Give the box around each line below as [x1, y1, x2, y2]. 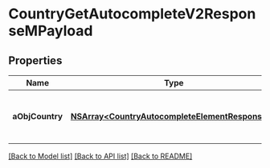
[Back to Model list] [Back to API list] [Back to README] [8, 151, 193, 161]
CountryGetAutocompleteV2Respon [8, 5, 256, 23]
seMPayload [8, 22, 93, 40]
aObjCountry [12, 111, 63, 122]
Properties [8, 54, 63, 67]
